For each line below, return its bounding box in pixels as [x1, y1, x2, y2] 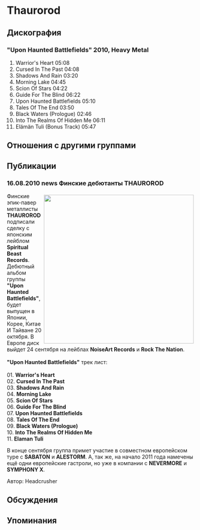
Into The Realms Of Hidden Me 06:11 [15, 117, 105, 124]
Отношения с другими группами [7, 141, 137, 151]
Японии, [7, 314, 28, 321]
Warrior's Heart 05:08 [15, 59, 70, 66]
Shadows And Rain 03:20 [15, 72, 78, 79]
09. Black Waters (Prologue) [7, 422, 78, 430]
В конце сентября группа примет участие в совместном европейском [7, 446, 188, 454]
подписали [7, 218, 35, 225]
